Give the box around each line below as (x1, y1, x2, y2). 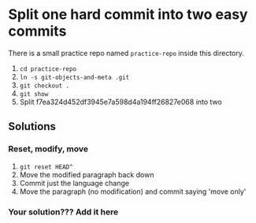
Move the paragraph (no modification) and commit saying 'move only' (19, 187, 247, 196)
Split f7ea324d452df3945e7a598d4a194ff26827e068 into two (19, 97, 222, 106)
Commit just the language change (19, 178, 130, 188)
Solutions (8, 120, 57, 133)
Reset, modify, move (8, 143, 89, 154)
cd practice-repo (19, 65, 77, 72)
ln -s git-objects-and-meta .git (19, 73, 130, 81)
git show (19, 90, 49, 98)
